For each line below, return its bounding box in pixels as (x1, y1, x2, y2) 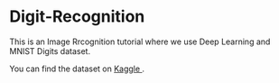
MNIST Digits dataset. (9, 45, 91, 56)
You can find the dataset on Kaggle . (9, 63, 145, 74)
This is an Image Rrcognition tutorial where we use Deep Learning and (9, 36, 271, 47)
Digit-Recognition (9, 6, 145, 27)
